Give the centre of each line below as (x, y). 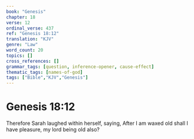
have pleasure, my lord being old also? (53, 130)
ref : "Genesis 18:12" (33, 34)
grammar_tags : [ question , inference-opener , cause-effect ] (80, 67)
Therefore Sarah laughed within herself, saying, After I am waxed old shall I (97, 123)
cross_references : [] (33, 61)
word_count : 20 (25, 50)
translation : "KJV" (30, 39)
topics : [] (19, 56)
